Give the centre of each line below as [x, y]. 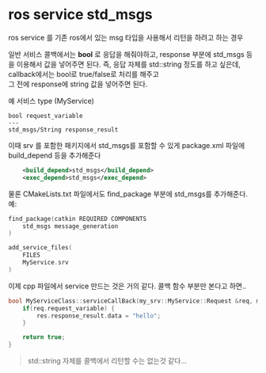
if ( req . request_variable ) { [68, 308]
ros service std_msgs [80, 15]
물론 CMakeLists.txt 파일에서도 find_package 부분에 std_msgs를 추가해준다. [128, 194]
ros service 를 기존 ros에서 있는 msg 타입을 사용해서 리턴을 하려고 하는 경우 [126, 37]
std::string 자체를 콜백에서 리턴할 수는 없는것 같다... [107, 361]
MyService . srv [46, 263]
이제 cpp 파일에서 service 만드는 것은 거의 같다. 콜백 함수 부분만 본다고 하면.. [127, 286]
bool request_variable [46, 116]
